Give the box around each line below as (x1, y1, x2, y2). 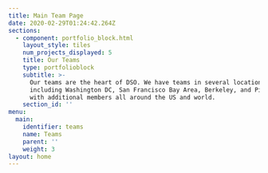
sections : (8, 26, 41, 34)
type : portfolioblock (22, 64, 94, 72)
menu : (8, 108, 26, 116)
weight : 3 (22, 145, 56, 153)
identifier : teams (22, 123, 84, 131)
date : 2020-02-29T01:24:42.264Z (8, 19, 116, 27)
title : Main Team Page (8, 11, 84, 20)
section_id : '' (22, 100, 73, 108)
